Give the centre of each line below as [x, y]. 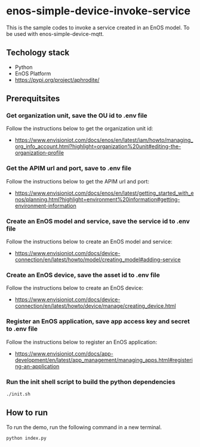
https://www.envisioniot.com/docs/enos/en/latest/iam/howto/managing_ [104, 140]
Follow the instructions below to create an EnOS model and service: [89, 242]
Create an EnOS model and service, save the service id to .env [98, 221]
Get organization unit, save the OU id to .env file [77, 116]
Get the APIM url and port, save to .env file [69, 169]
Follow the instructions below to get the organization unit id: [80, 128]
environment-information [45, 206]
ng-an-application [37, 366]
